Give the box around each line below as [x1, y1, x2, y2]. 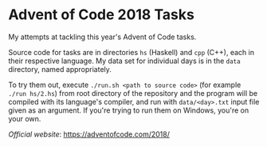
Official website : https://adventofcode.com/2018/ [8, 129, 170, 139]
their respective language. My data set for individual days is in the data [8, 56, 241, 66]
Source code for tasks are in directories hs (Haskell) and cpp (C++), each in [8, 47, 255, 57]
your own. [8, 113, 41, 123]
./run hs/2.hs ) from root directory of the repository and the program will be [8, 88, 257, 97]
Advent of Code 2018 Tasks [8, 6, 195, 24]
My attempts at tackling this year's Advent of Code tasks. [8, 32, 197, 42]
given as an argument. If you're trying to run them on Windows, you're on [8, 105, 249, 115]
